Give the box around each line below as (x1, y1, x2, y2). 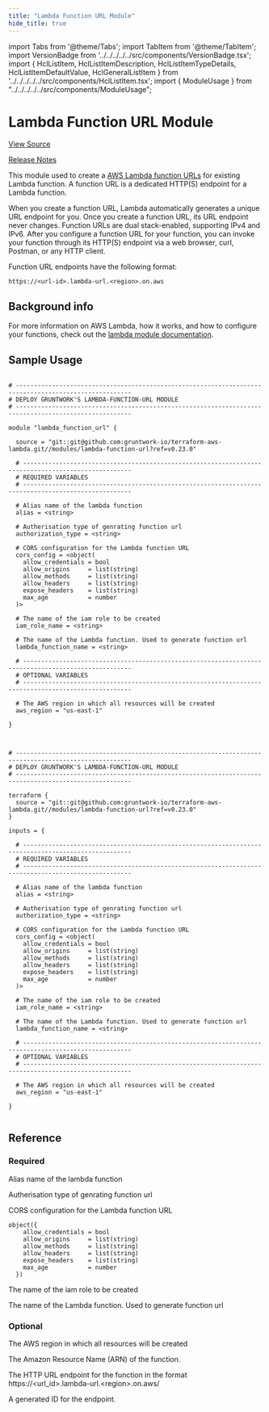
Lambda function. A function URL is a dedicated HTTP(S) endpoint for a (8, 179, 247, 189)
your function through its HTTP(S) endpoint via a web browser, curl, (8, 237, 234, 247)
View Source (8, 139, 51, 149)
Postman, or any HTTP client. (8, 246, 107, 256)
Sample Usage (8, 353, 83, 367)
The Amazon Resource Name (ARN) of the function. (8, 1355, 181, 1364)
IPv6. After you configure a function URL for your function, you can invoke (8, 229, 255, 239)
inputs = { (8, 827, 45, 835)
